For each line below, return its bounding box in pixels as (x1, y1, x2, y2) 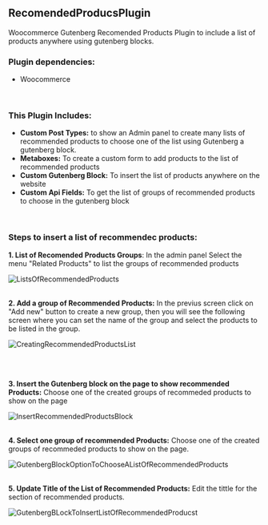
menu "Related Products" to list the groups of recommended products (8, 258, 239, 268)
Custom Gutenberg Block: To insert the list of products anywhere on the (19, 171, 260, 180)
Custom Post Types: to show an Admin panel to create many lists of (19, 128, 246, 138)
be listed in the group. (8, 324, 81, 333)
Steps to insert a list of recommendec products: (8, 232, 198, 243)
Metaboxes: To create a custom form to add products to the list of (19, 154, 238, 164)
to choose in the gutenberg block (19, 196, 130, 206)
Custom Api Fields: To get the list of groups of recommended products (19, 188, 256, 197)
